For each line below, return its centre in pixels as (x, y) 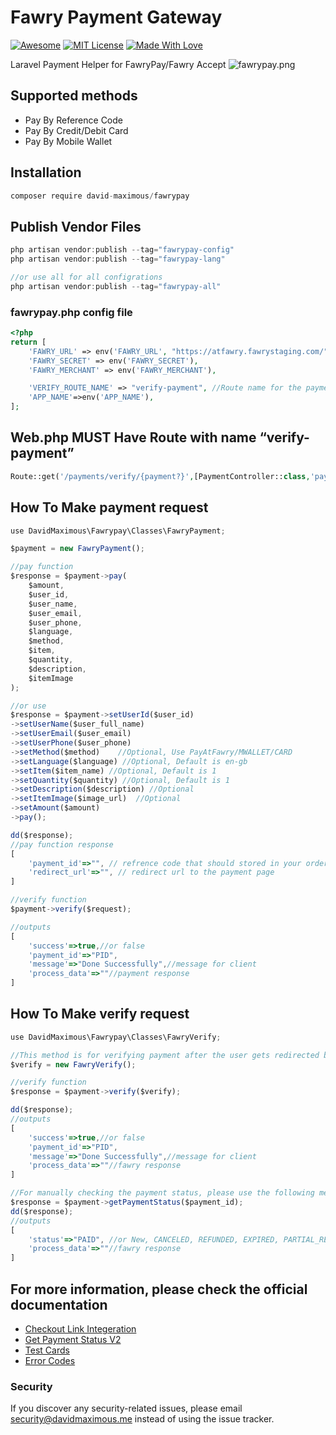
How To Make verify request (100, 1014)
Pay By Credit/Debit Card (76, 130)
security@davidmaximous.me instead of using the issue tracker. (142, 1419)
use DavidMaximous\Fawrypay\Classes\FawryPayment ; (118, 531)
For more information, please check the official (159, 1289)
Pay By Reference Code (73, 120)
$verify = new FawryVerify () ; (73, 1064)
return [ (28, 342)
